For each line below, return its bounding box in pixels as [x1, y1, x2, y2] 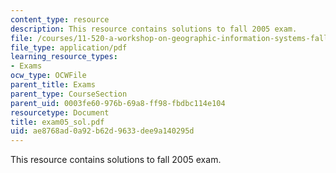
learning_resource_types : [10, 52, 118, 62]
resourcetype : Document [10, 107, 110, 118]
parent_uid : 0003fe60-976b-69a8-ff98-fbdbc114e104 [10, 98, 226, 108]
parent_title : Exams [10, 80, 97, 90]
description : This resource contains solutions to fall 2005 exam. [10, 24, 298, 34]
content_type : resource [10, 14, 110, 25]
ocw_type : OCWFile [10, 71, 87, 81]
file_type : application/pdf [10, 42, 128, 53]
